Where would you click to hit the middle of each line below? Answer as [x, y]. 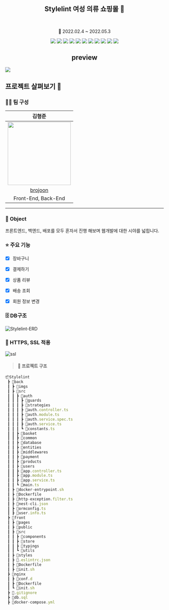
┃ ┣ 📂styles [20, 556]
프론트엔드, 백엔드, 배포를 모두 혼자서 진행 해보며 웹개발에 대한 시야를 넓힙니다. [82, 231]
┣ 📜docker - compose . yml [31, 602]
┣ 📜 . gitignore [22, 593]
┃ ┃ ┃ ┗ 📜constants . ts [31, 429]
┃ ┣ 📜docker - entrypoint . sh [36, 490]
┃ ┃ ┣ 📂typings [23, 546]
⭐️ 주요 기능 [18, 245]
